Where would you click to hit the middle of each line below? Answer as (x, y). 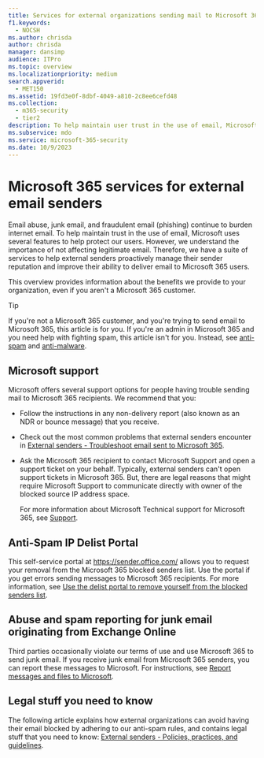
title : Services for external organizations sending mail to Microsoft (128, 15)
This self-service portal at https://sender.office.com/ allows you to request (128, 561)
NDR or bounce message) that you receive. (89, 422)
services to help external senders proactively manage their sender (115, 258)
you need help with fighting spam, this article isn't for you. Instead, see (123, 338)
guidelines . (26, 745)
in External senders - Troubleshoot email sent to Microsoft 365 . (122, 445)
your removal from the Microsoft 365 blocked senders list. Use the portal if (129, 570)
